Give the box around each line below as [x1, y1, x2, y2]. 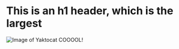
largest [6, 17, 42, 30]
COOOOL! [58, 36, 83, 43]
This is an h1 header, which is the [6, 4, 174, 18]
